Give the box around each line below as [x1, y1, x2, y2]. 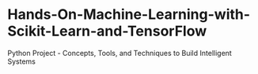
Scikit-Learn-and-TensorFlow [7, 22, 207, 40]
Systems [7, 57, 36, 66]
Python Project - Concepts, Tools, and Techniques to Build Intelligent [7, 48, 233, 57]
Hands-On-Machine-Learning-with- [7, 6, 251, 24]
